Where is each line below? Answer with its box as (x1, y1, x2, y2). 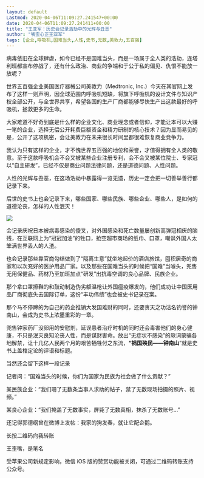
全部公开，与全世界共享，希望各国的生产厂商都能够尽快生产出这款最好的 (11, 98, 192, 105)
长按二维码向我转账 (6, 432, 55, 439)
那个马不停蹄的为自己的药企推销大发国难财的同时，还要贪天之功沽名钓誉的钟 (6, 304, 198, 310)
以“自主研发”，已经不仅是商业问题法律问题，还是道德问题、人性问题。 (6, 162, 182, 169)
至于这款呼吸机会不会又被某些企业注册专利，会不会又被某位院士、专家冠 (16, 154, 198, 161)
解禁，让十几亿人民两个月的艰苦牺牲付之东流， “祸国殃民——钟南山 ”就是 (11, 340, 192, 346)
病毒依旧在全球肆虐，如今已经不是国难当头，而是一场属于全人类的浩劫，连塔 (6, 55, 198, 61)
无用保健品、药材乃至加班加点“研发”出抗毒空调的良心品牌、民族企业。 (6, 270, 182, 277)
